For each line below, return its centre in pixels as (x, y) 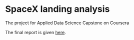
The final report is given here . (35, 32)
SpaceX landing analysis (57, 9)
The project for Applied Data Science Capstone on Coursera (67, 23)
